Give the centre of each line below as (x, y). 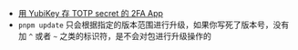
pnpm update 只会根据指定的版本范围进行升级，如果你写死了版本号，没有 (154, 25)
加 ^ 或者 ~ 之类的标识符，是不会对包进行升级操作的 (114, 36)
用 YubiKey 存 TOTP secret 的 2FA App (91, 13)
